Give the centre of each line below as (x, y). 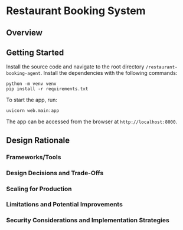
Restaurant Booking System (76, 11)
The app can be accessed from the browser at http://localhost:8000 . (92, 121)
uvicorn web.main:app (33, 111)
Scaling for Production (39, 189)
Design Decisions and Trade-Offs (55, 173)
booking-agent (24, 74)
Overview (24, 33)
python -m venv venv (32, 84)
